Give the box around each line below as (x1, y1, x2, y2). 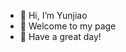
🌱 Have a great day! (19, 31, 102, 42)
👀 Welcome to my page (19, 20, 117, 32)
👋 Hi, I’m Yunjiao (19, 10, 88, 21)
